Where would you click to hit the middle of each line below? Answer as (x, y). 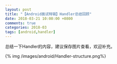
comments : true (20, 23)
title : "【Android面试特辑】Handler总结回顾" (48, 14)
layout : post (18, 9)
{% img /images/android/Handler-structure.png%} (56, 56)
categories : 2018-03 (26, 28)
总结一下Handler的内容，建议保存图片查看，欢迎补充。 (60, 46)
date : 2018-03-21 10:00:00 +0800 (39, 18)
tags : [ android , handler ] (30, 32)
